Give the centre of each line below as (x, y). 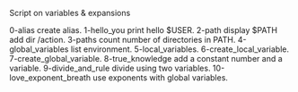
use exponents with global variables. (161, 78)
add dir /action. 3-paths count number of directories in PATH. (123, 40)
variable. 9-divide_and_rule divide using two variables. (110, 68)
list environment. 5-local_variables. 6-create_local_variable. (180, 49)
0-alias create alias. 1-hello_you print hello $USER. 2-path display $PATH (144, 30)
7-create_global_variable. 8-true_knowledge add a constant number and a (146, 59)
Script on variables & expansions (70, 13)
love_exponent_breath (50, 78)
